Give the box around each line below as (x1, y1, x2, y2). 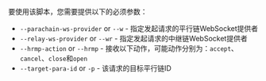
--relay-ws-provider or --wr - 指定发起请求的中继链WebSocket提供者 (19, 34, 248, 43)
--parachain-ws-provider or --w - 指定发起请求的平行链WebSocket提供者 (19, 24, 259, 33)
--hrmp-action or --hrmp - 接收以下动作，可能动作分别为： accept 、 (19, 44, 238, 53)
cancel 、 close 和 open (19, 54, 88, 63)
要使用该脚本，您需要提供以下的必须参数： (8, 7, 148, 16)
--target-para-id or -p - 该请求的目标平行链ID (19, 64, 172, 73)
